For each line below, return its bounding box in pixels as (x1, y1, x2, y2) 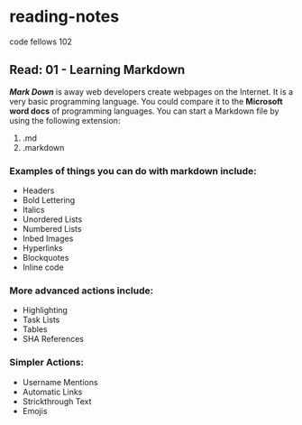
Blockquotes (22, 253, 69, 263)
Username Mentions (22, 376, 98, 387)
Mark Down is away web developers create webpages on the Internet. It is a (9, 86, 294, 97)
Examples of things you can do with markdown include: (9, 164, 257, 177)
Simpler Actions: (9, 356, 84, 369)
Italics (22, 205, 45, 216)
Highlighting (22, 305, 68, 316)
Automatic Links (22, 386, 83, 397)
